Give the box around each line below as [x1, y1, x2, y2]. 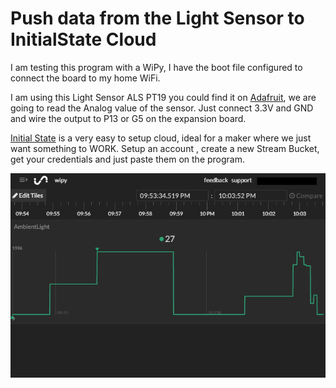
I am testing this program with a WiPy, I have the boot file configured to [10, 61, 303, 73]
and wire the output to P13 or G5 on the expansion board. [10, 112, 247, 124]
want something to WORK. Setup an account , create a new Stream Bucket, [10, 142, 320, 154]
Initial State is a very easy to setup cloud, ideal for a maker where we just [10, 132, 312, 144]
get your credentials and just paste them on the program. [10, 153, 246, 165]
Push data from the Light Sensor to [10, 7, 305, 30]
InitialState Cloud [10, 28, 157, 51]
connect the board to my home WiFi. [10, 72, 161, 84]
